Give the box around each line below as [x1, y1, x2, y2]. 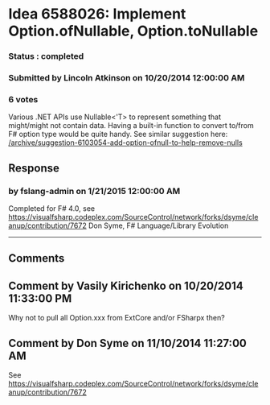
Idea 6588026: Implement [8, 5, 186, 23]
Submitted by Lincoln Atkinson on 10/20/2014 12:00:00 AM [8, 72, 245, 84]
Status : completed [8, 51, 84, 62]
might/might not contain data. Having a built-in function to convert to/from [8, 121, 255, 130]
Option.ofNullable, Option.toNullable [8, 22, 259, 40]
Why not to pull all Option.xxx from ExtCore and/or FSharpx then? [8, 313, 225, 323]
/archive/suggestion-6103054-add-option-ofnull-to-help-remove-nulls [8, 138, 243, 147]
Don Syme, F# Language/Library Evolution [88, 221, 229, 230]
